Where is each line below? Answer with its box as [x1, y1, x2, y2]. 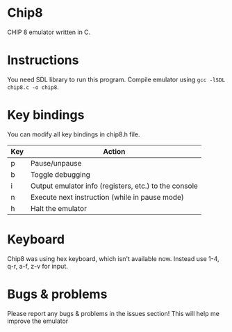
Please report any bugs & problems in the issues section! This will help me [7, 309, 220, 317]
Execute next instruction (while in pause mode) [30, 192, 184, 202]
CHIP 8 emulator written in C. [7, 28, 91, 36]
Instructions [7, 52, 79, 68]
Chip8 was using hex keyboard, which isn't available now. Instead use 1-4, [7, 254, 219, 262]
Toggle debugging [30, 169, 90, 179]
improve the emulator [7, 317, 69, 325]
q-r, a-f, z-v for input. [7, 262, 68, 270]
